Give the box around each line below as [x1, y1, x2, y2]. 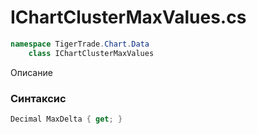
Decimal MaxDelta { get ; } [10, 114, 123, 124]
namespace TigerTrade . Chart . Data [10, 39, 150, 49]
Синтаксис [10, 91, 67, 105]
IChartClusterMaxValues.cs [10, 6, 247, 29]
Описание [10, 66, 53, 78]
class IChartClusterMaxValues [28, 48, 155, 58]
